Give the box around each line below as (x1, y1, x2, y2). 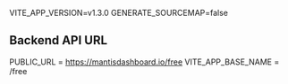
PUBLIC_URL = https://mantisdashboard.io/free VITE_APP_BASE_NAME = (9, 57, 280, 67)
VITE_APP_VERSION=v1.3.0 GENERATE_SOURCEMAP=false (9, 8, 229, 18)
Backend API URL (9, 33, 108, 48)
